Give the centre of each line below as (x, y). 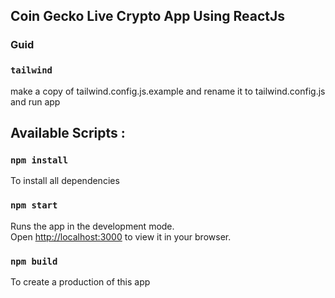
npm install (39, 160)
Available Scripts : (68, 133)
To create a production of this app (80, 281)
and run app (35, 101)
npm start (34, 205)
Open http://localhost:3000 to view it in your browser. (121, 236)
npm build (34, 261)
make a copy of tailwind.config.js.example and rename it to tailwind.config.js (168, 91)
